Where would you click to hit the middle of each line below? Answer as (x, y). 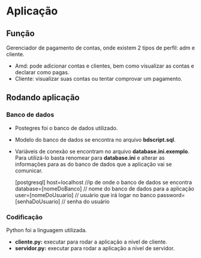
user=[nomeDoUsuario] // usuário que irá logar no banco (85, 195)
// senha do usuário (85, 201)
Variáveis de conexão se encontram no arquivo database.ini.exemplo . (102, 151)
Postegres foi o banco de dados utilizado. (66, 128)
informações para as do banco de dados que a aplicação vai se (93, 164)
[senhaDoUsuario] (37, 201)
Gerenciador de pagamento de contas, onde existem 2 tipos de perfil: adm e (100, 48)
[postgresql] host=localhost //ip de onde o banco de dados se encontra (103, 182)
